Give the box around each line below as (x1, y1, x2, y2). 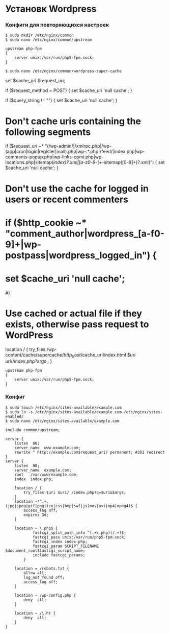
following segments (5, 126, 91, 138)
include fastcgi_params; (32, 552, 86, 557)
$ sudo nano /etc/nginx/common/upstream (5, 37, 93, 42)
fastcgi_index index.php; (32, 539, 88, 544)
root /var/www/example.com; (14, 472, 79, 477)
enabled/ (5, 414, 24, 419)
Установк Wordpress (5, 3, 97, 15)
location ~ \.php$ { (14, 526, 58, 531)
